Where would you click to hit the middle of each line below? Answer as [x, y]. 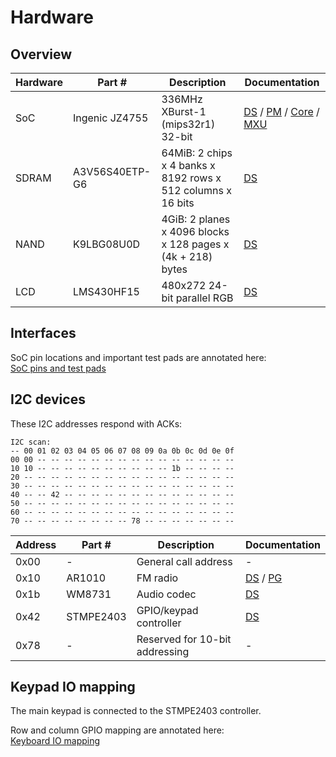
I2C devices [48, 399]
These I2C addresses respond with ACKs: [96, 423]
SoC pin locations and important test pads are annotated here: [138, 357]
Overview [41, 54]
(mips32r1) [188, 124]
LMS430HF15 [106, 291]
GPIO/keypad [167, 610]
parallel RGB [204, 298]
